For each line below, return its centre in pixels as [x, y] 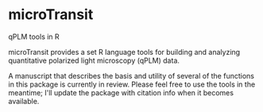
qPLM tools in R [34, 37]
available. [24, 101]
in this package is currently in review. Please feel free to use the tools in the [132, 84]
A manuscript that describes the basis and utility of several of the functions [131, 75]
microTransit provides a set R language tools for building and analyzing [124, 52]
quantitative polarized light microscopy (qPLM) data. [94, 60]
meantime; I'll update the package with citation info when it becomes [121, 92]
